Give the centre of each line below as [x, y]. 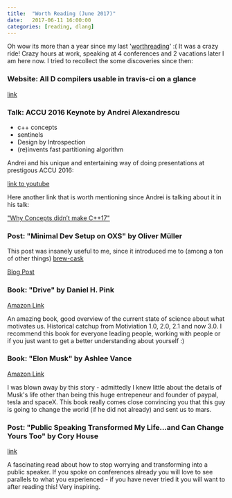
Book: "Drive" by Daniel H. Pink [61, 290]
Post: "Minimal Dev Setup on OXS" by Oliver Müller [95, 235]
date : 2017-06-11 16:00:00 [49, 20]
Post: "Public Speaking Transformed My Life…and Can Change [116, 427]
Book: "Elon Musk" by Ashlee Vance [70, 358]
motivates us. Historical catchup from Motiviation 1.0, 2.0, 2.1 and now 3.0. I [115, 326]
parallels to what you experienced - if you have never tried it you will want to [116, 479]
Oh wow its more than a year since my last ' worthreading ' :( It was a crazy [113, 47]
